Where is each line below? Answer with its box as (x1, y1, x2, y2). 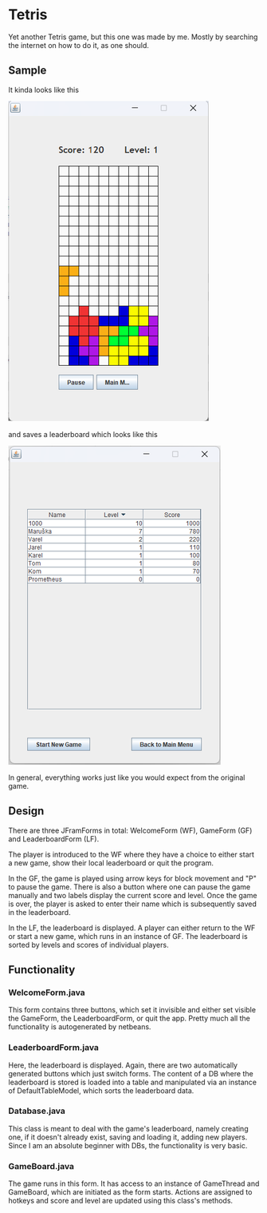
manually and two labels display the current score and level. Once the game (8, 890, 257, 900)
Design (8, 805, 45, 818)
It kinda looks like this (8, 85, 80, 94)
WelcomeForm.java (8, 987, 85, 998)
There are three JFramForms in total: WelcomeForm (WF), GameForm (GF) (8, 825, 253, 835)
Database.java (8, 1105, 66, 1116)
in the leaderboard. (8, 907, 71, 917)
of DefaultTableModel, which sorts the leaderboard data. (8, 1085, 194, 1096)
